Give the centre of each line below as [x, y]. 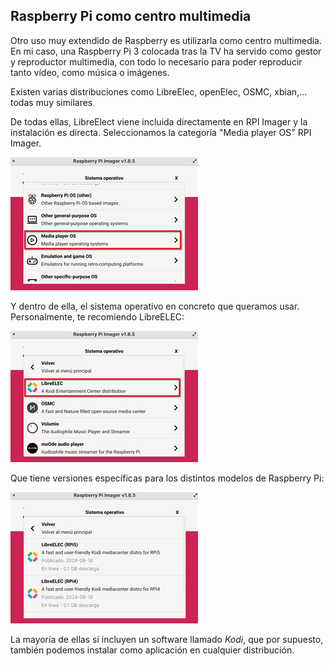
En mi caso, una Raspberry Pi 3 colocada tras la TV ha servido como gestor [166, 51]
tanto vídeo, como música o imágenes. [90, 72]
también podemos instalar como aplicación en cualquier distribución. [152, 650]
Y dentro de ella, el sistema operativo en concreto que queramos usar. [155, 306]
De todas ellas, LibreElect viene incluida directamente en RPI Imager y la [159, 121]
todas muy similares [51, 102]
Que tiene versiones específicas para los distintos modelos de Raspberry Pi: [167, 478]
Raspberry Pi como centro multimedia [131, 16]
